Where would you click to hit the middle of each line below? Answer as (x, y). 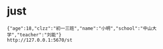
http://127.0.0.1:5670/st (40, 40)
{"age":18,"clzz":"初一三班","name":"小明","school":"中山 (80, 28)
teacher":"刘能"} (41, 34)
